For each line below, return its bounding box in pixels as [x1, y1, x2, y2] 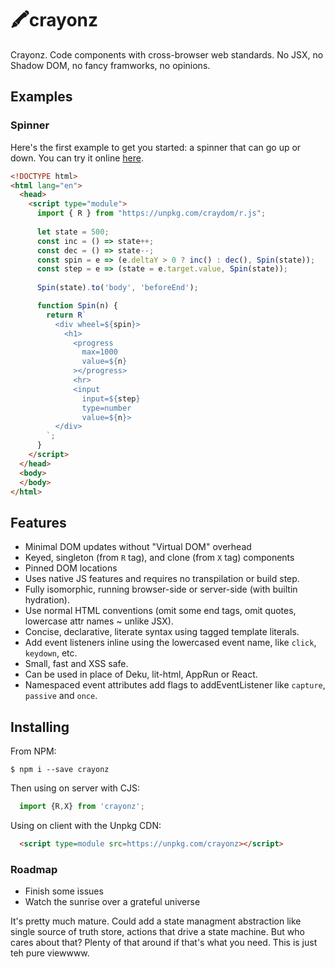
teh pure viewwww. [10, 947, 90, 959]
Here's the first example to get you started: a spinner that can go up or [10, 141, 302, 153]
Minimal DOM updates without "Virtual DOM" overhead [24, 541, 252, 553]
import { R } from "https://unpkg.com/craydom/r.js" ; [36, 208, 267, 219]
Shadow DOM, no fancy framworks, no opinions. [10, 59, 211, 71]
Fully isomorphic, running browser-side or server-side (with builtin [24, 583, 298, 596]
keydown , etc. [24, 647, 78, 659]
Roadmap [10, 862, 58, 876]
